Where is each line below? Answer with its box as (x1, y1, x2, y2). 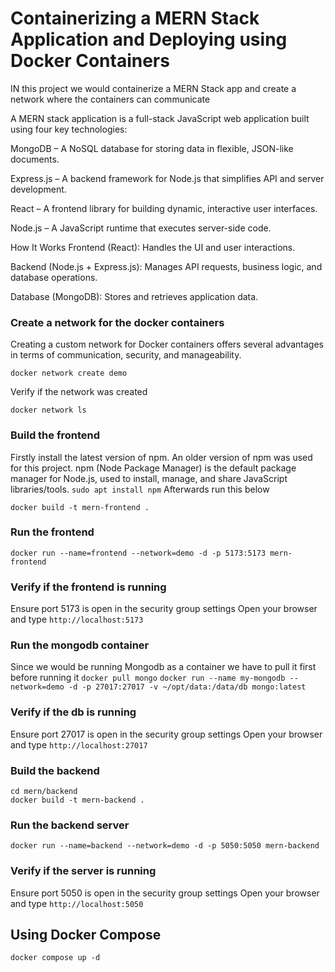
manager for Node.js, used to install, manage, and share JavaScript (10, 472, 288, 484)
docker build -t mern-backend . (10, 795, 145, 806)
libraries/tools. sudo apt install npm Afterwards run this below (10, 483, 270, 495)
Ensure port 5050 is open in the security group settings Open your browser (10, 887, 320, 899)
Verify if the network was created (10, 386, 148, 398)
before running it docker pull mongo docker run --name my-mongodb (10, 672, 286, 684)
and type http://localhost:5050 (10, 897, 144, 909)
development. (10, 183, 67, 195)
